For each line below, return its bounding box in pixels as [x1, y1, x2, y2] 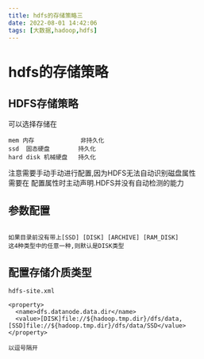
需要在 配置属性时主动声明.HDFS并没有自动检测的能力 [8, 178, 184, 188]
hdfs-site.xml [8, 287, 56, 295]
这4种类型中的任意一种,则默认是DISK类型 [8, 243, 125, 250]
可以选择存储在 [8, 120, 57, 129]
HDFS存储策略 [8, 97, 79, 110]
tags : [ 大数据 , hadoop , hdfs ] [8, 26, 98, 34]
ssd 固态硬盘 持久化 [8, 145, 97, 153]
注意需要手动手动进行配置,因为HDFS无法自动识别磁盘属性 [8, 168, 196, 178]
